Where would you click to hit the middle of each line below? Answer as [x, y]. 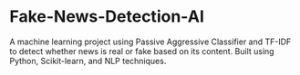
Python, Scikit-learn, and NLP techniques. [88, 61]
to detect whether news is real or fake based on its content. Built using [142, 51]
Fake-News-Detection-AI [107, 17]
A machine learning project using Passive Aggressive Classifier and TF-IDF [150, 42]
